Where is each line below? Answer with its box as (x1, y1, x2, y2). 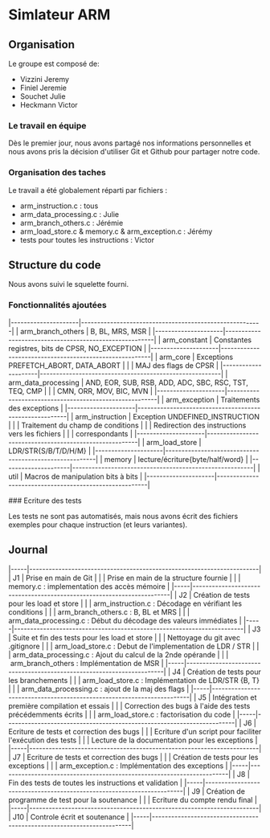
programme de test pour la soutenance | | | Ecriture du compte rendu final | (8, 795, 257, 804)
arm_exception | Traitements (166, 394, 260, 404)
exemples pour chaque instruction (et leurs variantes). (8, 520, 188, 529)
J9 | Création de (191, 786, 245, 796)
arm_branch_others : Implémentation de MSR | (10, 658, 164, 668)
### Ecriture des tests (8, 496, 82, 505)
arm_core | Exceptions (159, 352, 234, 362)
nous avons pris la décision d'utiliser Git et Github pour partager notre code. (8, 147, 260, 157)
